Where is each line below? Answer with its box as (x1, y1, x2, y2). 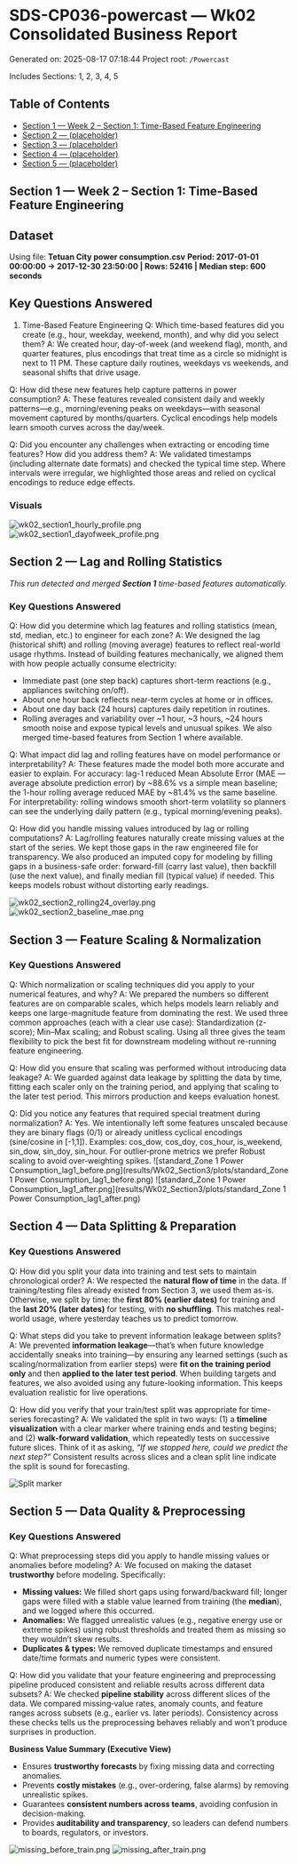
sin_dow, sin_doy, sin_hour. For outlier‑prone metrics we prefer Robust (9, 1146, 266, 1156)
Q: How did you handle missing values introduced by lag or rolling (9, 823, 250, 834)
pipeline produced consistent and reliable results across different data (9, 1679, 265, 1690)
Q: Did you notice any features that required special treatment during (9, 1108, 261, 1118)
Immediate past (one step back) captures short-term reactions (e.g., (21, 676, 272, 686)
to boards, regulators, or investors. (21, 1828, 149, 1838)
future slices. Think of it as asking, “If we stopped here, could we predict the (9, 1442, 288, 1452)
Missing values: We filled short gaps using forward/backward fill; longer (21, 1587, 288, 1597)
